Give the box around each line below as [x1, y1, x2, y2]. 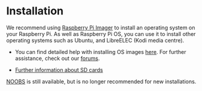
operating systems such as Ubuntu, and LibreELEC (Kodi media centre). [6, 37, 185, 44]
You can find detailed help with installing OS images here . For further [14, 48, 186, 55]
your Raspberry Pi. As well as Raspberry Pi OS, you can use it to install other [6, 30, 196, 37]
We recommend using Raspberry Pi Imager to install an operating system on [6, 24, 195, 31]
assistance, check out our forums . [14, 54, 100, 62]
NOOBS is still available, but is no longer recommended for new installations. [6, 78, 197, 85]
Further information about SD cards [14, 66, 104, 73]
